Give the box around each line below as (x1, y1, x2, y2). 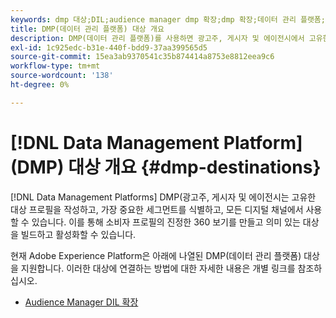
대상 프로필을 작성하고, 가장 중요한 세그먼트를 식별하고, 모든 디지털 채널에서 (10, 203, 304, 215)
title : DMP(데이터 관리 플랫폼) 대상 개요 (10, 24, 165, 34)
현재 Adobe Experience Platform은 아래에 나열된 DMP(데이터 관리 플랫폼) (10, 249, 302, 261)
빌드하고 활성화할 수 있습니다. (20, 228, 137, 240)
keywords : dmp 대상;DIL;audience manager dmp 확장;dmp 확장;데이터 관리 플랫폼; (10, 14, 326, 25)
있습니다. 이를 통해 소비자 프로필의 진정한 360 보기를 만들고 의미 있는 (31, 216, 301, 228)
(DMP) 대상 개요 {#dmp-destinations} (10, 156, 322, 178)
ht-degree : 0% (10, 80, 70, 90)
